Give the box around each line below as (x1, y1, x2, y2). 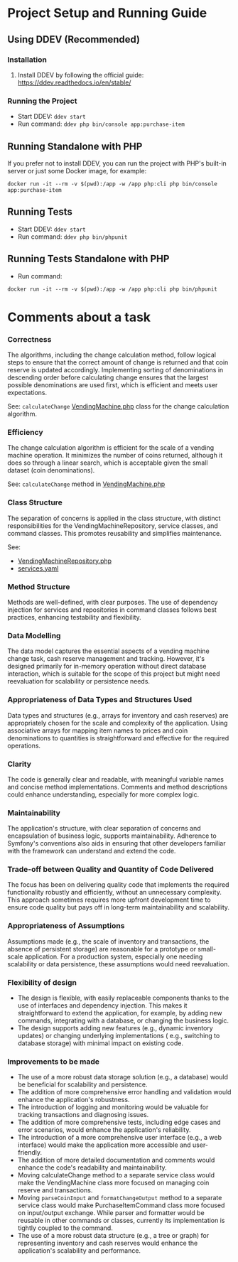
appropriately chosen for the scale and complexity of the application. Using (7, 718, 228, 727)
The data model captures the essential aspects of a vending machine (7, 647, 210, 655)
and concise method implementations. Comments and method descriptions (7, 782, 228, 791)
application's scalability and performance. (17, 1246, 141, 1255)
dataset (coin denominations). (7, 466, 95, 475)
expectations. (7, 389, 48, 397)
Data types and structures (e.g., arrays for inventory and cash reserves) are (7, 711, 229, 719)
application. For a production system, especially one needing (24, 952, 203, 961)
